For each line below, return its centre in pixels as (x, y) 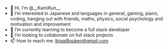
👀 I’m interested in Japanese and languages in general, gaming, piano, (84, 13)
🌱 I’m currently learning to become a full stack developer (70, 30)
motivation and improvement (40, 24)
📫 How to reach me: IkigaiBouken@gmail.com (59, 41)
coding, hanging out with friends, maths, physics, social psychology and (86, 19)
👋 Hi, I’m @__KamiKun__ (35, 8)
